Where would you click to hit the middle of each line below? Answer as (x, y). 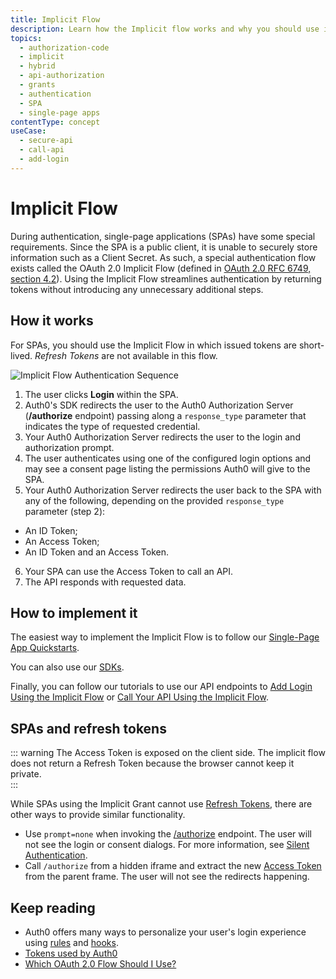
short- (311, 345)
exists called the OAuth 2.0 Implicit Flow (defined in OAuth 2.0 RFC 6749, (161, 268)
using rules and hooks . (71, 942)
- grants (37, 85)
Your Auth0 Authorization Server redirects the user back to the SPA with (173, 490)
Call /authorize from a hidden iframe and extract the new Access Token (173, 866)
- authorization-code (64, 47)
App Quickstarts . (45, 648)
